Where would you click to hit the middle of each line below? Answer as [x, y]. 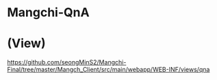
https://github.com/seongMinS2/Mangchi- [67, 62]
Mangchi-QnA [49, 13]
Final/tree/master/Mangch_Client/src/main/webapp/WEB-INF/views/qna [108, 70]
